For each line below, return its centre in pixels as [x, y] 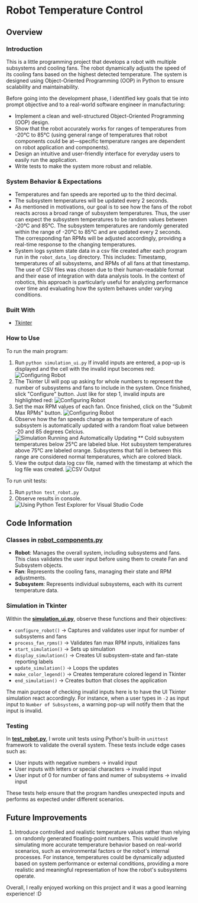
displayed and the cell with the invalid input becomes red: [85, 369]
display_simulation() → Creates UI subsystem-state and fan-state [96, 655]
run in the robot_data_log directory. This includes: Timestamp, [91, 257]
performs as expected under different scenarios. [65, 799]
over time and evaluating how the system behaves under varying [93, 288]
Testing [17, 726]
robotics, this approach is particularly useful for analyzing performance [101, 282]
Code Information [39, 523]
